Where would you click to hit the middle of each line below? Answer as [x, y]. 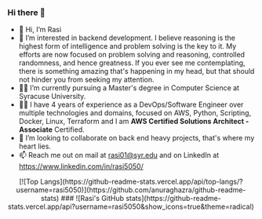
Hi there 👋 [27, 13]
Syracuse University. [52, 97]
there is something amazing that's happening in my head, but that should [136, 71]
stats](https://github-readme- [173, 199]
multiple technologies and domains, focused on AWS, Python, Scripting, [135, 113]
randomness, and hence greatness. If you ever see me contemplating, [132, 63]
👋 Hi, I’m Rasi [40, 30]
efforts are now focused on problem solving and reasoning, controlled [131, 55]
